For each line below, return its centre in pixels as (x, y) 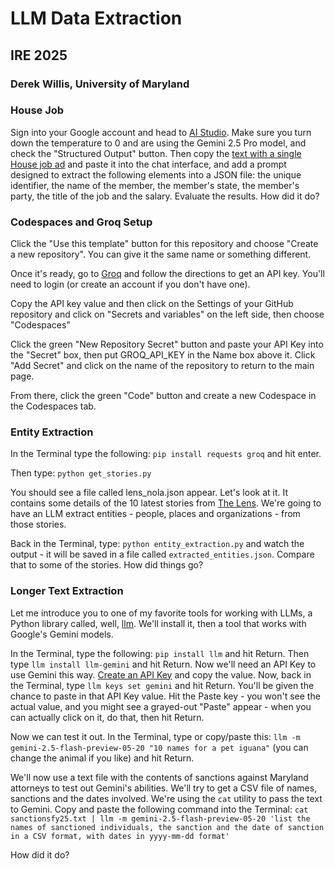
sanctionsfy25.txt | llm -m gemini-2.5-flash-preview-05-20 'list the (160, 818)
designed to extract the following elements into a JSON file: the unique (156, 174)
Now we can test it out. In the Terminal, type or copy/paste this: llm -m (155, 736)
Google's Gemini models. (62, 634)
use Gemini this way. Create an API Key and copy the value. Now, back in (161, 674)
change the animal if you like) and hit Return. (102, 758)
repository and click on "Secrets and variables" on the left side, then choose (167, 314)
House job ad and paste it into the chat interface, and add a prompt (148, 164)
